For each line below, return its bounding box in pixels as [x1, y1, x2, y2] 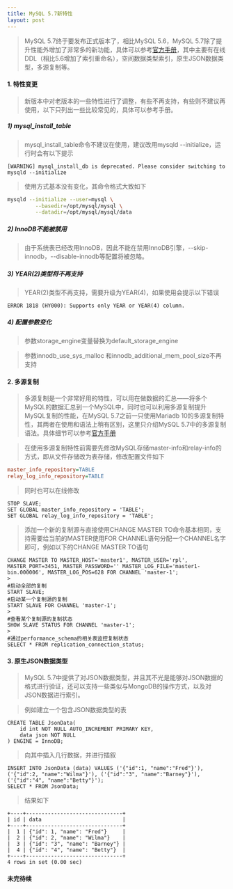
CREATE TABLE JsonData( [7, 720, 77, 727]
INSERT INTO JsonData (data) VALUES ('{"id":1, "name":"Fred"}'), [7, 765, 204, 772]
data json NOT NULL [19, 732, 77, 739]
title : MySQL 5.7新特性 [7, 10, 73, 17]
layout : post [7, 17, 45, 24]
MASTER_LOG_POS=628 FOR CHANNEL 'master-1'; [47, 569, 179, 576]
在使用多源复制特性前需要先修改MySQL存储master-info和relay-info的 [24, 443, 222, 453]
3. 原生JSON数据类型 [7, 656, 68, 665]
